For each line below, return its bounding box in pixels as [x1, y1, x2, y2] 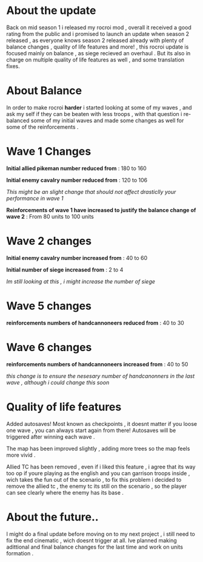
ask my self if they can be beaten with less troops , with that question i [6, 110, 182, 117]
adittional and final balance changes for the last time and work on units [6, 543, 184, 550]
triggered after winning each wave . [6, 433, 95, 440]
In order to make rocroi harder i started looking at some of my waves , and [6, 104, 192, 111]
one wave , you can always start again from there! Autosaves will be [6, 427, 176, 434]
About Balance [6, 84, 82, 98]
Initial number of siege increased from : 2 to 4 [6, 266, 124, 273]
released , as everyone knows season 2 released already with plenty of [6, 36, 184, 44]
